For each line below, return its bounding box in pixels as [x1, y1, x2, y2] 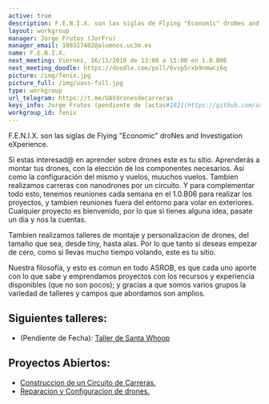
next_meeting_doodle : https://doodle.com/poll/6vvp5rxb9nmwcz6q [8, 64, 227, 72]
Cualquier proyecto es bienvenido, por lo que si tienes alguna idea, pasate [8, 206, 253, 215]
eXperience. [8, 140, 49, 149]
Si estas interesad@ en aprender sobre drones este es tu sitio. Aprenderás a [8, 155, 260, 165]
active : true [8, 11, 52, 20]
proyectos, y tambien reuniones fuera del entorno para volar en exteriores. [8, 198, 255, 207]
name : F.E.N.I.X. [8, 49, 66, 57]
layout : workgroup [8, 27, 70, 35]
